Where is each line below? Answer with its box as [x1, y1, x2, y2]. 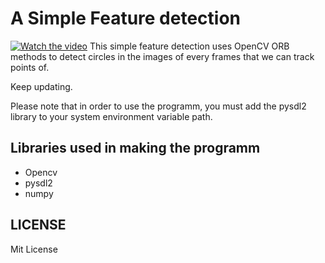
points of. [10, 61, 50, 73]
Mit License [10, 243, 58, 255]
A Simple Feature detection [10, 7, 242, 30]
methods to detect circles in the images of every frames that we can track [10, 50, 315, 62]
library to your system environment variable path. [10, 110, 213, 122]
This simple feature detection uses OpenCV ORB [89, 40, 290, 52]
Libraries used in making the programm [10, 140, 261, 157]
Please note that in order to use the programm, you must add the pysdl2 [10, 100, 307, 112]
